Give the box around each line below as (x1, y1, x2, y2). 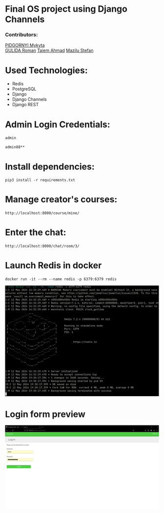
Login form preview (5, 409, 85, 420)
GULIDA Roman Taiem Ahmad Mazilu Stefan (5, 47, 94, 53)
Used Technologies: (5, 65, 88, 76)
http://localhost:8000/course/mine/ (5, 211, 80, 216)
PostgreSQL (12, 86, 37, 92)
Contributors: (5, 31, 38, 38)
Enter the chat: (5, 227, 66, 238)
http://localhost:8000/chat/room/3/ (5, 244, 80, 249)
